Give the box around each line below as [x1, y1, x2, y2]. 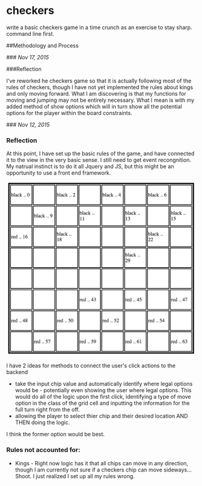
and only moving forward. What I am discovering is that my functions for [6, 90, 186, 97]
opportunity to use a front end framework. [6, 169, 111, 176]
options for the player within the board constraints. [6, 109, 132, 116]
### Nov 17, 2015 [6, 53, 50, 61]
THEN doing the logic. [15, 419, 71, 426]
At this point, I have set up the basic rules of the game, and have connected [6, 150, 195, 158]
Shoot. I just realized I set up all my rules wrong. [15, 472, 135, 479]
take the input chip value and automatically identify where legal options [15, 380, 193, 388]
